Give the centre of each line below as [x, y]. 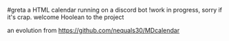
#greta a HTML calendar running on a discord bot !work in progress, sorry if [115, 10]
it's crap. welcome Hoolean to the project [66, 17]
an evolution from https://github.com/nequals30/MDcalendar [94, 30]
